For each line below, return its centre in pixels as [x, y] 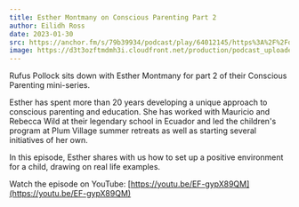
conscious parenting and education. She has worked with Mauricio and [140, 112]
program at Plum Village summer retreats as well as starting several [133, 131]
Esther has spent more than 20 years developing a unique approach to [138, 102]
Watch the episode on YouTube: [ [70, 184]
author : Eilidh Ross [48, 26]
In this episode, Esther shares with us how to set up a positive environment [146, 157]
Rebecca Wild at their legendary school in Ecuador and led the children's [143, 122]
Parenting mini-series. [50, 85]
